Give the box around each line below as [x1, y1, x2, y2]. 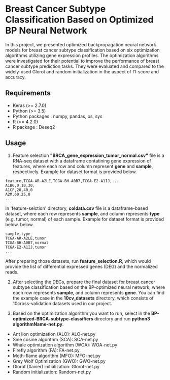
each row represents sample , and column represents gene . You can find [12, 289, 165, 295]
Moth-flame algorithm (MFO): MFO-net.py [12, 352, 101, 359]
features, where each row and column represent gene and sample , [12, 163, 153, 169]
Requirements [5, 89, 51, 97]
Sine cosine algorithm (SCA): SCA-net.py [12, 336, 98, 342]
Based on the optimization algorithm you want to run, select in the [12, 310, 151, 316]
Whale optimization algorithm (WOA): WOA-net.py [12, 342, 118, 348]
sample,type [5, 231, 30, 236]
